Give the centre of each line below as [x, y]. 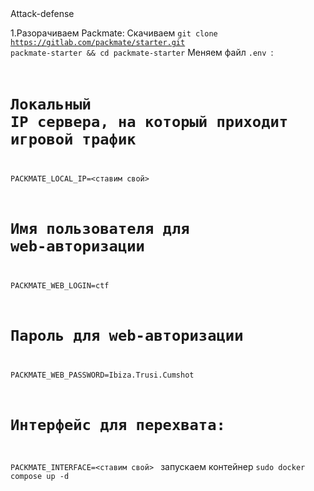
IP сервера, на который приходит [149, 122]
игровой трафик [73, 139]
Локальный [51, 104]
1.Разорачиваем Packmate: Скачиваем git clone [114, 33]
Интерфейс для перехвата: [118, 425]
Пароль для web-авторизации [127, 336]
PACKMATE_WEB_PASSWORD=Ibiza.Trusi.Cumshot [102, 375]
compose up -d [40, 477]
